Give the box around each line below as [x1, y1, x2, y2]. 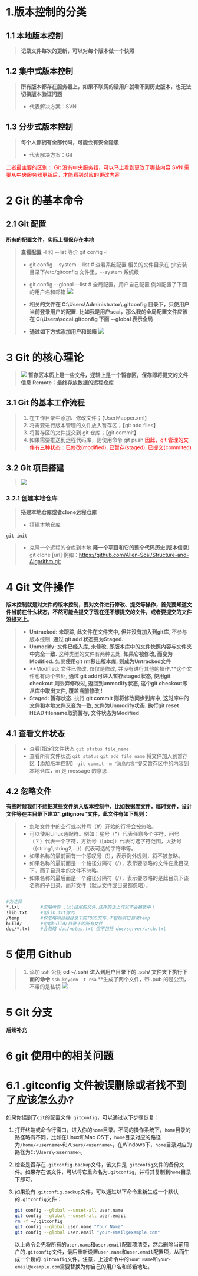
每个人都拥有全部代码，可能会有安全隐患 [20, 139, 119, 146]
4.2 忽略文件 [6, 786, 52, 796]
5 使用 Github [6, 948, 72, 961]
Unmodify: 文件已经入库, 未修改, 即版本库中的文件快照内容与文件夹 [29, 643, 192, 650]
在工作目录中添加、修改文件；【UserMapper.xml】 [29, 414, 150, 421]
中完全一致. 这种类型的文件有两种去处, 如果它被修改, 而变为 [29, 651, 173, 658]
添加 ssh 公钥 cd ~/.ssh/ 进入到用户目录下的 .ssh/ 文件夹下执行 [29, 968, 183, 975]
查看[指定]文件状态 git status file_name [29, 745, 129, 752]
